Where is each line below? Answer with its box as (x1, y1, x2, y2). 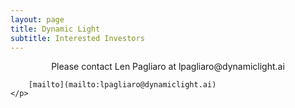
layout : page (10, 14, 65, 25)
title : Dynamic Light (10, 24, 101, 34)
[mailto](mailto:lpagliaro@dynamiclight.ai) (28, 80, 217, 90)
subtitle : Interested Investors (10, 33, 145, 43)
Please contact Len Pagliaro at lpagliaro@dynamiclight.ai (51, 61, 285, 73)
